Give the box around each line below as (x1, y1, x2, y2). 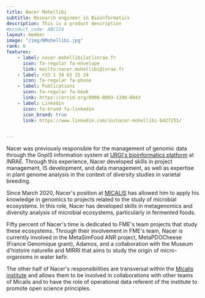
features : (6, 49, 32, 55)
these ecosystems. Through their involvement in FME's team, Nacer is (6, 227, 184, 235)
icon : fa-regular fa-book (22, 89, 89, 95)
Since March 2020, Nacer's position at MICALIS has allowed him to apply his (6, 189, 199, 197)
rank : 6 (6, 44, 26, 50)
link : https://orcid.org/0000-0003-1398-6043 (22, 94, 141, 101)
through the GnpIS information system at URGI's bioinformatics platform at (6, 151, 194, 159)
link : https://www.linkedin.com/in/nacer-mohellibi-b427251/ (22, 117, 182, 123)
